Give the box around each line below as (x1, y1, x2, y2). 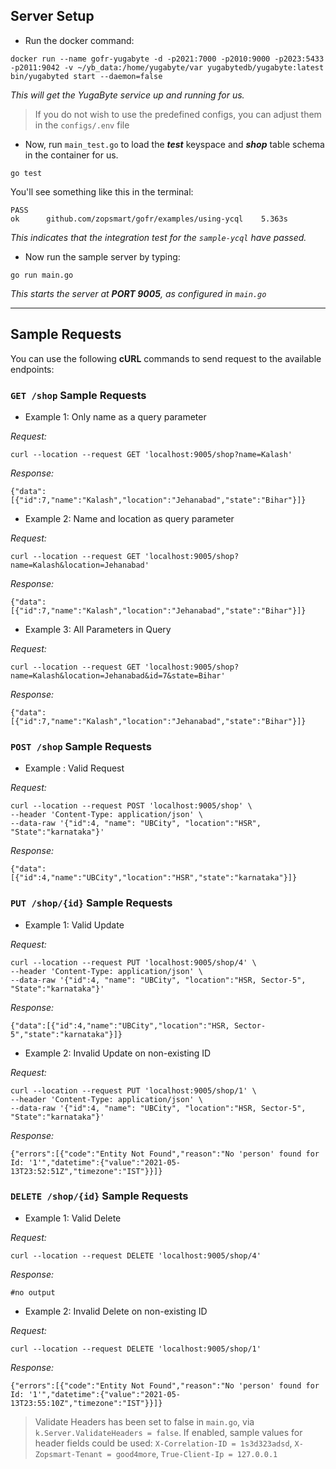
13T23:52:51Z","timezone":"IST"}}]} (10, 1166, 163, 1176)
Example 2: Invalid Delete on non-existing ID (24, 1305, 208, 1317)
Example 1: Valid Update (24, 919, 125, 931)
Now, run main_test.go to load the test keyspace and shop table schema (24, 138, 325, 150)
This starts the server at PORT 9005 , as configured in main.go (10, 287, 267, 299)
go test (10, 168, 43, 178)
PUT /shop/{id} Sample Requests (10, 896, 173, 910)
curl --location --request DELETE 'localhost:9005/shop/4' (10, 1250, 262, 1261)
